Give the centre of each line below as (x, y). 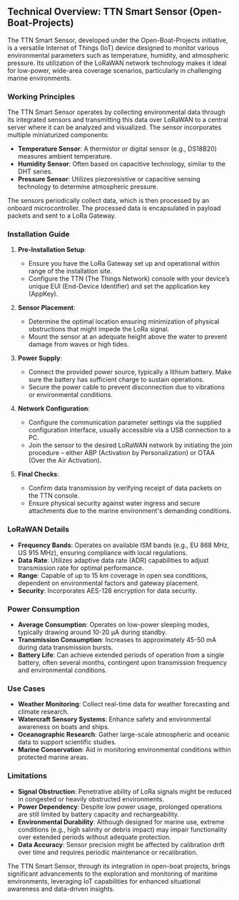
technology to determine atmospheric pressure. (88, 187)
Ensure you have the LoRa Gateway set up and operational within (124, 264)
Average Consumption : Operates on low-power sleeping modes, (113, 625)
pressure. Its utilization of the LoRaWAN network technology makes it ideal (117, 63)
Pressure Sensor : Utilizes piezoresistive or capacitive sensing (109, 179)
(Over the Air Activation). (65, 461)
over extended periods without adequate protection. (94, 837)
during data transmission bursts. (65, 647)
